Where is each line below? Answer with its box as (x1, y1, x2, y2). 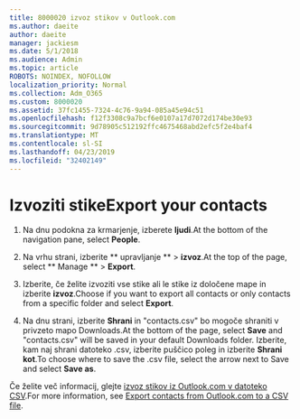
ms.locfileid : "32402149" (9, 155, 107, 165)
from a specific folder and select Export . (22, 298, 174, 309)
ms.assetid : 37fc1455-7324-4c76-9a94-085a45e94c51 (9, 106, 204, 115)
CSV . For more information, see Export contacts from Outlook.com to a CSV (9, 390, 289, 402)
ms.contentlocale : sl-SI (9, 139, 103, 148)
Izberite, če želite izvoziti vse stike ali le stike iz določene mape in (22, 279, 267, 290)
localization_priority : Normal (9, 80, 127, 89)
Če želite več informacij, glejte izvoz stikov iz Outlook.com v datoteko (9, 381, 268, 392)
